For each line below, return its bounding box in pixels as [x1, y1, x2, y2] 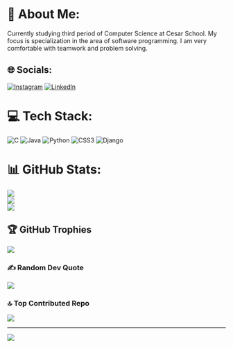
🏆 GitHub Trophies [7, 224, 92, 235]
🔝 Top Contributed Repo [7, 298, 90, 308]
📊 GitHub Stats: [7, 161, 102, 177]
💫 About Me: [7, 6, 80, 22]
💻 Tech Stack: [7, 108, 93, 124]
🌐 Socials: [7, 64, 53, 76]
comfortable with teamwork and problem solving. [7, 44, 148, 52]
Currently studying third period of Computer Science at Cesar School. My [7, 29, 217, 38]
